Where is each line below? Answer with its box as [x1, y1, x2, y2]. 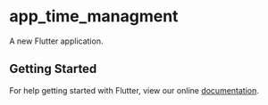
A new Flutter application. [9, 36, 104, 46]
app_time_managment [9, 6, 179, 27]
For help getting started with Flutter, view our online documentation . [9, 85, 259, 95]
